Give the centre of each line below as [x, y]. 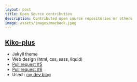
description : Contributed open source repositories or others [69, 18]
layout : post [18, 9]
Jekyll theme [25, 54]
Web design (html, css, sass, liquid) [47, 59]
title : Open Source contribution [39, 14]
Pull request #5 [27, 64]
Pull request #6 [27, 69]
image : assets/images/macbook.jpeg [41, 23]
